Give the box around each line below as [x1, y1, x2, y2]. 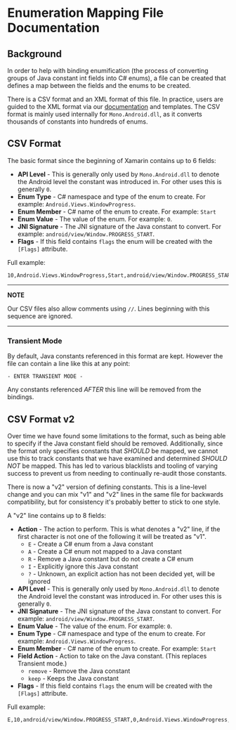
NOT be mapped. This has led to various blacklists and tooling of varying [7, 462, 218, 470]
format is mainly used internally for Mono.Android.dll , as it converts [7, 110, 202, 118]
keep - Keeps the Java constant [27, 674, 119, 682]
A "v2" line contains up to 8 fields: [7, 511, 107, 519]
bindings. [7, 393, 34, 401]
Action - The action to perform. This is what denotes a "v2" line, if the [17, 525, 221, 533]
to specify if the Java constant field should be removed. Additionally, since [7, 439, 223, 448]
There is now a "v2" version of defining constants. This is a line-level [7, 483, 207, 491]
